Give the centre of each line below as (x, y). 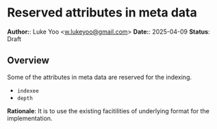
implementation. (30, 118)
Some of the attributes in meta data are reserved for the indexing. (100, 77)
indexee (28, 91)
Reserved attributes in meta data (102, 13)
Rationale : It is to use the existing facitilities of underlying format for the (108, 110)
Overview (28, 61)
